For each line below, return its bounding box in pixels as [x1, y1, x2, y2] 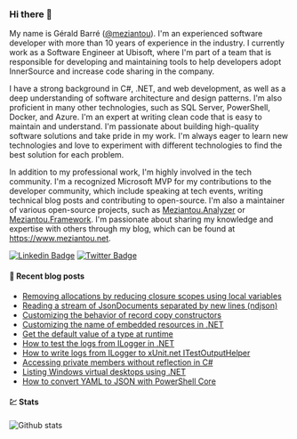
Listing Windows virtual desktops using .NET [21, 366, 187, 377]
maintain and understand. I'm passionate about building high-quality [9, 121, 260, 132]
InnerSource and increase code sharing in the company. [9, 66, 215, 77]
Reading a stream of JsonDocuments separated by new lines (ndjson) [21, 300, 278, 311]
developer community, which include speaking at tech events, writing [9, 186, 264, 197]
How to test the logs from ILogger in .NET [21, 337, 175, 348]
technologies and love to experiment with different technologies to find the [9, 140, 283, 150]
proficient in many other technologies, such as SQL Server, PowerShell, [9, 102, 271, 113]
